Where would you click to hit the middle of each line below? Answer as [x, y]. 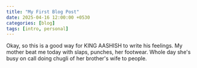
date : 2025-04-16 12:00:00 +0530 [48, 17]
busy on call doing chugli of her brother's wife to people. [77, 58]
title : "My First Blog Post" [43, 12]
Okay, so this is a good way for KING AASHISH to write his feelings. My [94, 46]
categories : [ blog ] [31, 23]
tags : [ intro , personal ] [37, 29]
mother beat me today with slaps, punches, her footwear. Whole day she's [98, 52]
